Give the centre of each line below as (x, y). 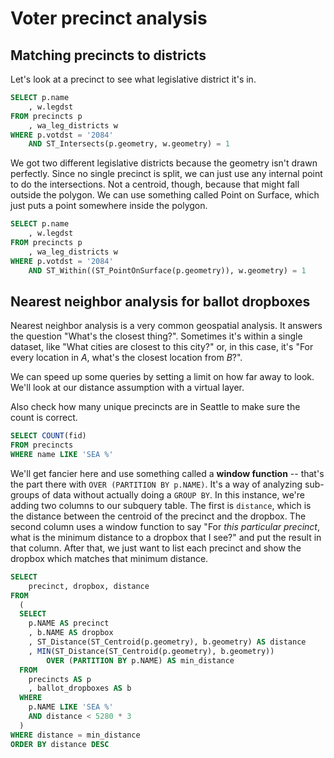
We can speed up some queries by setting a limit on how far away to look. (162, 377)
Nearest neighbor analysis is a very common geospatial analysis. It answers (166, 326)
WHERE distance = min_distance (75, 735)
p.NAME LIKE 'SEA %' (71, 707)
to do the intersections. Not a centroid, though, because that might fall (155, 184)
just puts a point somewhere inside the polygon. (109, 206)
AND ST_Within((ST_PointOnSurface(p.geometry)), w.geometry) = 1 (167, 270)
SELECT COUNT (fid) (48, 436)
